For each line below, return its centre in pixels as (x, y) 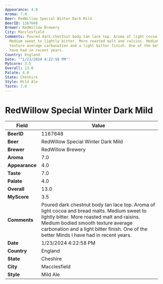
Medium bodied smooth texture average (87, 223)
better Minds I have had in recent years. (86, 235)
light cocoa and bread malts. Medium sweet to (94, 211)
